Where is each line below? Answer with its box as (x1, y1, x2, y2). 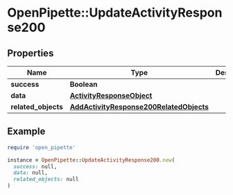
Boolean (69, 80, 98, 89)
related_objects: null (13, 176, 79, 183)
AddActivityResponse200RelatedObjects (69, 102, 209, 112)
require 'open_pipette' (7, 144, 76, 151)
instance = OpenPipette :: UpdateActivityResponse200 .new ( (7, 156, 175, 164)
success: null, (13, 163, 58, 170)
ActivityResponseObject (69, 91, 153, 100)
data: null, (13, 169, 49, 176)
